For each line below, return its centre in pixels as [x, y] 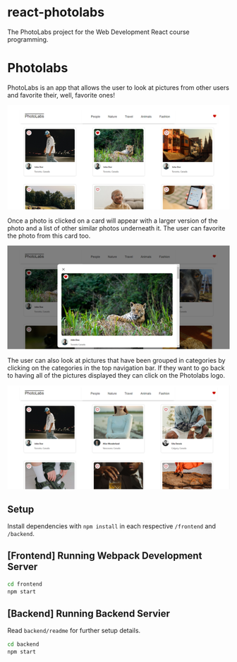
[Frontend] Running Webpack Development [105, 556]
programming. [28, 39]
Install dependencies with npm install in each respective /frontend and [112, 526]
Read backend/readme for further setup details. [74, 631]
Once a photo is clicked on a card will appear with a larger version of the [113, 221]
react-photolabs [56, 12]
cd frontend [25, 584]
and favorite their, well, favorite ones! [61, 95]
